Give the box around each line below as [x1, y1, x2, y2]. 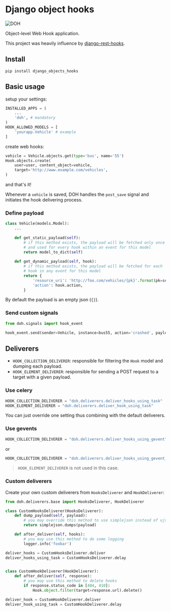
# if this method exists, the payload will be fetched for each [23, 264, 163, 269]
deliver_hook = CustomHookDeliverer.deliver [5, 597, 101, 602]
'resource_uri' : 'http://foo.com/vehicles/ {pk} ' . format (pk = [32, 278, 163, 283]
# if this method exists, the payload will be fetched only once [23, 240, 165, 245]
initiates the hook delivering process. [5, 197, 83, 203]
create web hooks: [5, 143, 44, 149]
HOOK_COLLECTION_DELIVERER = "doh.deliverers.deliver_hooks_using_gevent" [5, 437, 167, 442]
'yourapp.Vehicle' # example [14, 129, 76, 135]
